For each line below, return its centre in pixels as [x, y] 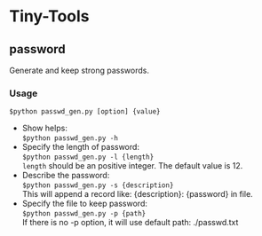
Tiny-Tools [50, 16]
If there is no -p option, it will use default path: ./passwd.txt [130, 223]
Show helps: [45, 128]
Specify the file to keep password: [85, 204]
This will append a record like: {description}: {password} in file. [137, 194]
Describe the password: [66, 176]
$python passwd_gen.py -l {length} [88, 157]
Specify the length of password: [81, 147]
